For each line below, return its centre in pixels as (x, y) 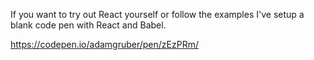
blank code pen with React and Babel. (88, 25)
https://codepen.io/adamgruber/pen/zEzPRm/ (104, 44)
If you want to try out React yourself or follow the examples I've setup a (157, 14)
